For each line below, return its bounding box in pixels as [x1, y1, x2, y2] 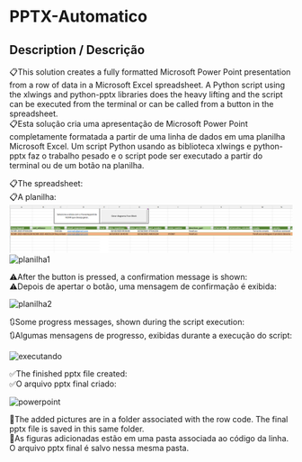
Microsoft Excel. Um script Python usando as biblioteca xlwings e [9, 141, 252, 151]
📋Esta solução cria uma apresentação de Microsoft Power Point [9, 119, 249, 129]
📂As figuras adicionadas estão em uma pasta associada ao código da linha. [9, 432, 289, 443]
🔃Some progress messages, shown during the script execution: [9, 316, 245, 327]
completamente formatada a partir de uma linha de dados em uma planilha [9, 131, 286, 141]
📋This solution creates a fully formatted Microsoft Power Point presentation [9, 67, 291, 77]
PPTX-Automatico [9, 6, 148, 27]
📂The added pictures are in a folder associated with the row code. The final [9, 413, 289, 424]
